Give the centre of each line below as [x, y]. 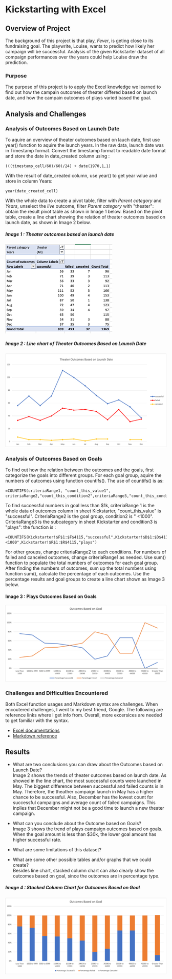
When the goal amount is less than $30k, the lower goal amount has [84, 834]
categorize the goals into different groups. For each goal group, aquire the [83, 475]
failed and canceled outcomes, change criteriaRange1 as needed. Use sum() [86, 557]
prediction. [17, 62]
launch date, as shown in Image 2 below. [48, 222]
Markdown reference [35, 736]
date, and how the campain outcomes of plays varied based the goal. [78, 98]
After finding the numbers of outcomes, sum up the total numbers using [81, 568]
